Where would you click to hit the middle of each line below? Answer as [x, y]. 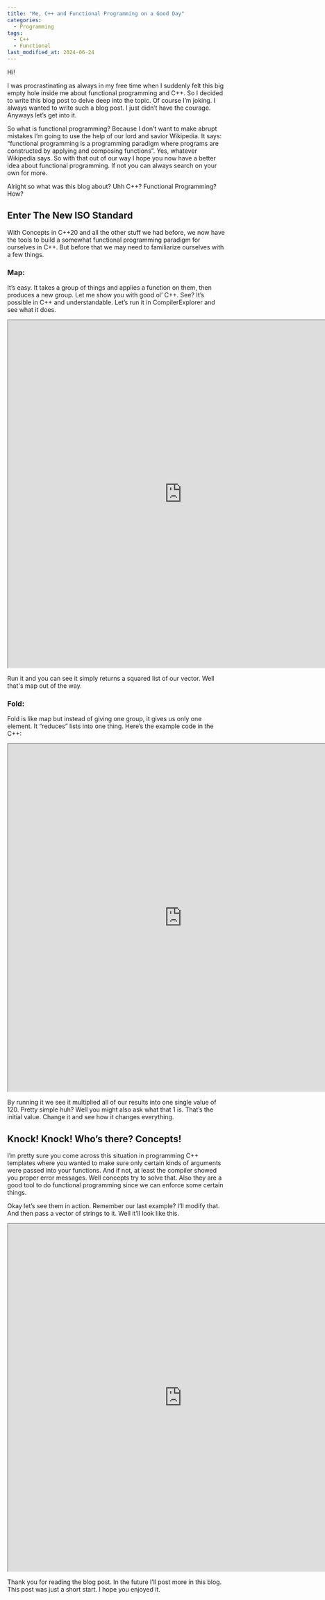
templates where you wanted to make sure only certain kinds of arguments [114, 1163]
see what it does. [32, 309]
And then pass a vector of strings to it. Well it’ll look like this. [93, 1214]
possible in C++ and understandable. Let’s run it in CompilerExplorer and [111, 302]
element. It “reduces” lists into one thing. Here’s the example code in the [110, 726]
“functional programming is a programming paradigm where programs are [113, 143]
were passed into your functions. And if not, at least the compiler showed [112, 1171]
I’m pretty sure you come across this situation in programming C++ [103, 1156]
